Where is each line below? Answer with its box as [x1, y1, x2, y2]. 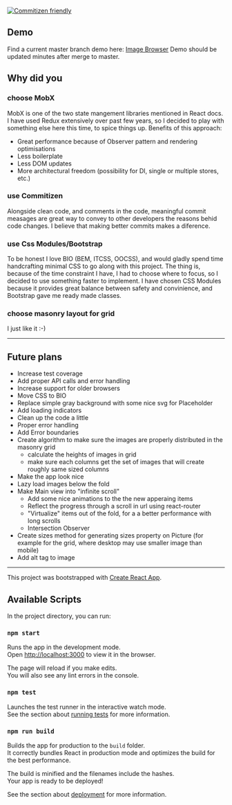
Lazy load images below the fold [17, 480, 110, 488]
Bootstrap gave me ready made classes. [7, 292, 122, 300]
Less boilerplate [17, 152, 64, 160]
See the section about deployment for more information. [7, 790, 167, 798]
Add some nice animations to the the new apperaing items [27, 495, 193, 503]
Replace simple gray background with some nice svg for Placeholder [17, 399, 213, 407]
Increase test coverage [17, 369, 83, 378]
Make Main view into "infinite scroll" [17, 487, 119, 495]
